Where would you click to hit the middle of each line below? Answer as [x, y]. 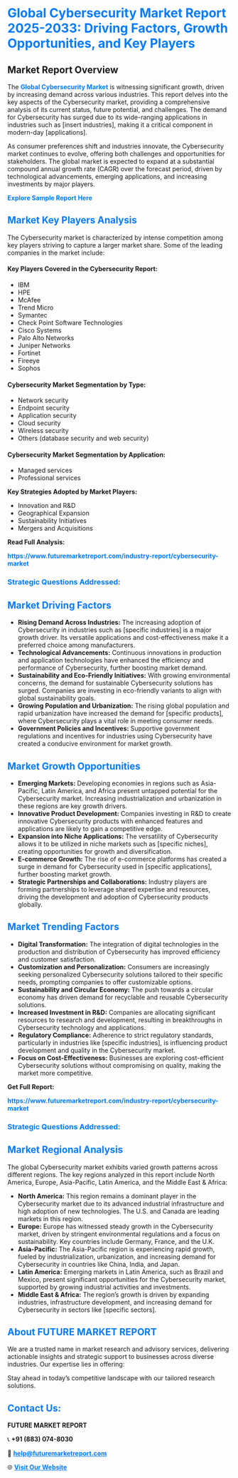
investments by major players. [51, 184]
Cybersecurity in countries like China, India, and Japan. [99, 1264]
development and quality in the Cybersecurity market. [97, 1050]
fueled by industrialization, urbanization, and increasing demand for [117, 1256]
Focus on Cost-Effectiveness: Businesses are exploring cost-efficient [120, 1058]
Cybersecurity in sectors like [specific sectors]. [87, 1310]
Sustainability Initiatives [52, 521]
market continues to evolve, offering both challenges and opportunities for [116, 154]
